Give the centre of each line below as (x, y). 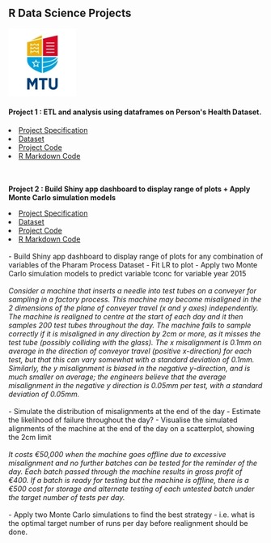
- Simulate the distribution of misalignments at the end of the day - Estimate (135, 412)
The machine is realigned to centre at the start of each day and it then (126, 317)
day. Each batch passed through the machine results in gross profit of (125, 472)
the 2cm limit (30, 438)
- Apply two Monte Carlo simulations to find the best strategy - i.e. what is (132, 515)
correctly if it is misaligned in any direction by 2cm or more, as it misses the (135, 334)
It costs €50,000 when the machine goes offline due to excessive (117, 455)
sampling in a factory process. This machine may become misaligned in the (135, 300)
